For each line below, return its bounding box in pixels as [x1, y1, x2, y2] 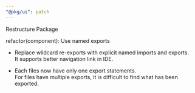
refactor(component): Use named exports [5, 37, 110, 44]
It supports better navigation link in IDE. [14, 55, 114, 62]
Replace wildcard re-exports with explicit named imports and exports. [14, 49, 190, 56]
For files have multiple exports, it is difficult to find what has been [14, 73, 179, 80]
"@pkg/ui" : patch [5, 8, 50, 15]
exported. [14, 80, 39, 87]
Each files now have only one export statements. [14, 67, 137, 74]
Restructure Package [5, 25, 58, 33]
